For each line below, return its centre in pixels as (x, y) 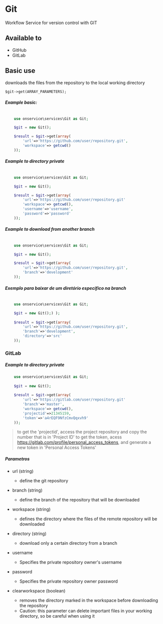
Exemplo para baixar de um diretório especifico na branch (66, 288)
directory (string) (29, 534)
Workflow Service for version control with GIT (51, 23)
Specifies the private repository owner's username (71, 562)
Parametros (17, 459)
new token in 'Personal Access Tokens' (57, 448)
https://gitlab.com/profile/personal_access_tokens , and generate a (84, 442)
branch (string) (27, 490)
